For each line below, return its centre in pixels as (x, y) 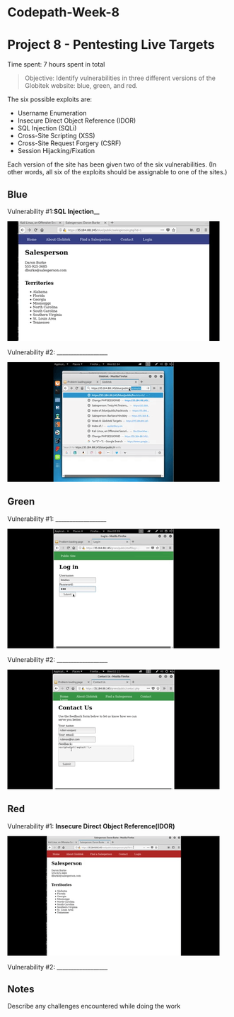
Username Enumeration (52, 113)
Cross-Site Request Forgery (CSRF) (69, 143)
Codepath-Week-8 (64, 12)
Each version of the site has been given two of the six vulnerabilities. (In (112, 164)
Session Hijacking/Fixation (56, 151)
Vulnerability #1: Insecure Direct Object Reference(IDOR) (91, 826)
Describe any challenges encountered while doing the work (94, 1006)
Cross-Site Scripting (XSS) (56, 136)
